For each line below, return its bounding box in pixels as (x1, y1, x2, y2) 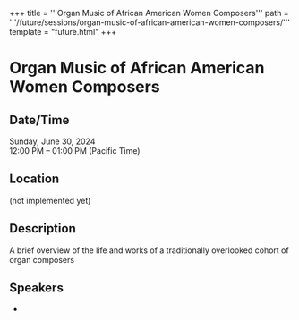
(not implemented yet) (9, 195, 91, 206)
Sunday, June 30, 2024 (9, 136, 96, 147)
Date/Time (9, 112, 70, 128)
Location (9, 172, 60, 187)
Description (9, 221, 76, 236)
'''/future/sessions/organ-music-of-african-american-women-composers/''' (9, 17, 291, 28)
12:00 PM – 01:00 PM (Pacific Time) (9, 146, 141, 156)
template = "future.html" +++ (9, 27, 117, 37)
